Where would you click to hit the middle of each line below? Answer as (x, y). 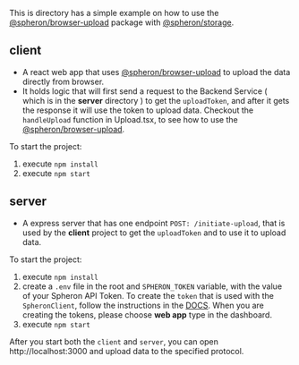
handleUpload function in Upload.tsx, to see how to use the (130, 119)
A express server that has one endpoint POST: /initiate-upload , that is (154, 223)
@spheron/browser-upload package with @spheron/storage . (122, 22)
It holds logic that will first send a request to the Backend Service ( (145, 91)
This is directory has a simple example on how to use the (114, 13)
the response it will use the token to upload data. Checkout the (137, 110)
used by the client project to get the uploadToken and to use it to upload (154, 233)
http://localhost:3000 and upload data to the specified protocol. (127, 351)
